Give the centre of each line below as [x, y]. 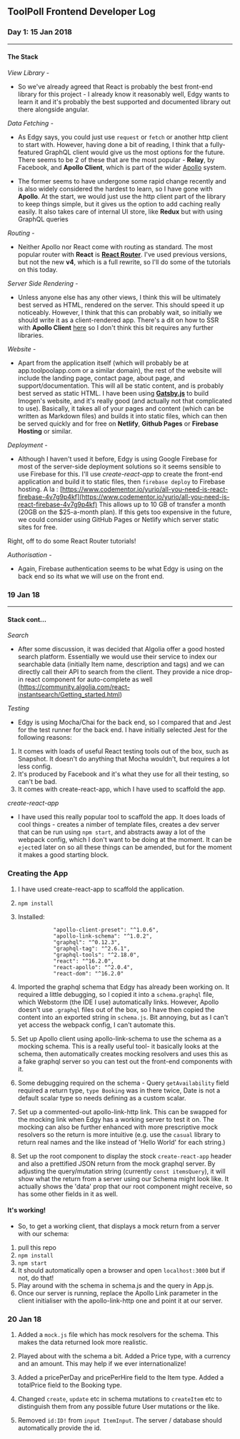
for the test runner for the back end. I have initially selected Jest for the [122, 730]
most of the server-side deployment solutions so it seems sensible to [119, 466]
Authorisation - [30, 555]
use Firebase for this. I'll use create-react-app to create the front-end [120, 473]
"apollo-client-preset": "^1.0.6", [106, 930]
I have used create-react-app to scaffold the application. [101, 889]
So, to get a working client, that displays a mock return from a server [119, 1226]
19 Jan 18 [24, 594]
